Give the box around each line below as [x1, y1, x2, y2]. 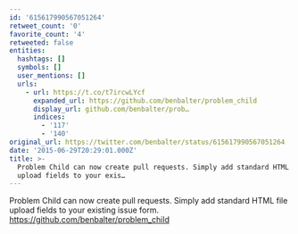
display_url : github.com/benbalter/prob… [32, 104, 190, 113]
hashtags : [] [17, 54, 66, 63]
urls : [17, 79, 38, 88]
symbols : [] [17, 63, 62, 72]
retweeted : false [9, 38, 74, 47]
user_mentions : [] [17, 71, 87, 80]
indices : [32, 113, 66, 121]
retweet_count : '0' [9, 21, 82, 30]
